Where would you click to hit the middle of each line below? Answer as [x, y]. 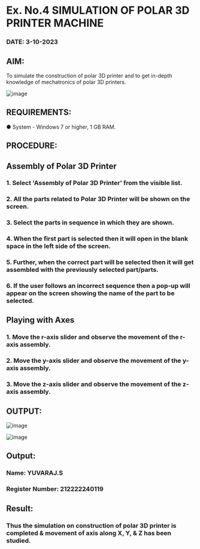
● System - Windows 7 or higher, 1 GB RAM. [61, 127]
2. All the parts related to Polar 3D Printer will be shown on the [98, 199]
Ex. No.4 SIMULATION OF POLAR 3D [98, 10]
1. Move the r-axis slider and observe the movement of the [93, 337]
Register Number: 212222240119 [55, 489]
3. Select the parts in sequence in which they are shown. [90, 223]
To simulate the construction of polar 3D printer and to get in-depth [89, 75]
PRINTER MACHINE [55, 23]
